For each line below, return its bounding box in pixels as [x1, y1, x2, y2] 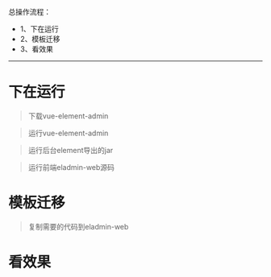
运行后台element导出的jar [27, 145, 114, 155]
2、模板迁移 [19, 35, 60, 43]
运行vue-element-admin [27, 128, 109, 138]
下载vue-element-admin [27, 111, 109, 121]
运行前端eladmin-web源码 [27, 162, 115, 172]
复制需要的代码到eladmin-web [27, 221, 129, 231]
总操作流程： [8, 7, 51, 16]
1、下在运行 [19, 24, 59, 34]
